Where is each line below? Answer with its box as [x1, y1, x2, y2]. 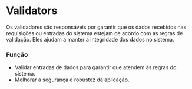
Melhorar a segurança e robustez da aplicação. [14, 76, 130, 83]
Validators [6, 4, 58, 18]
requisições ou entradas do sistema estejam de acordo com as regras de [6, 29, 183, 36]
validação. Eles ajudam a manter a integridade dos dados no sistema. [6, 36, 174, 43]
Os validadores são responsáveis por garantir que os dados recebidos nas [6, 23, 187, 30]
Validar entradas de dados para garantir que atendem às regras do [14, 64, 177, 71]
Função [6, 50, 28, 59]
